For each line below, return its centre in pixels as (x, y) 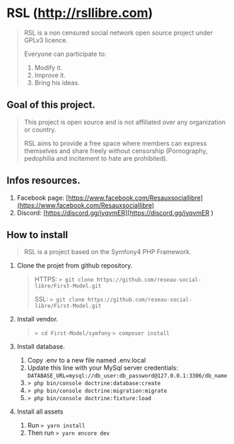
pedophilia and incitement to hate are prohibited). (96, 158)
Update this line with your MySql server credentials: (103, 368)
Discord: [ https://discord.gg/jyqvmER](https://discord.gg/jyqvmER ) (115, 212)
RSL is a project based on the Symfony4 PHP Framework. (107, 252)
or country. (40, 130)
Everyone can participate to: (65, 54)
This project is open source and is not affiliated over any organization (125, 122)
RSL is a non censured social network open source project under (118, 33)
